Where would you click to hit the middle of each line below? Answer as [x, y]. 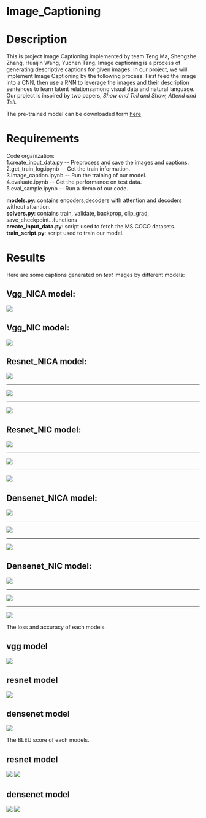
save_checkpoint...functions [42, 220]
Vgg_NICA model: [41, 294]
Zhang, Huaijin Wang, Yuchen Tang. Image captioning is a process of [93, 63]
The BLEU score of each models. [48, 740]
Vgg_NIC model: [38, 328]
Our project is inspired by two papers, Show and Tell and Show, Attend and [101, 96]
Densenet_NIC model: [49, 566]
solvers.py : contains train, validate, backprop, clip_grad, [78, 214]
